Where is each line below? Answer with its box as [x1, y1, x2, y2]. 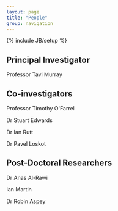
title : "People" [6, 15, 48, 21]
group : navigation [6, 20, 53, 26]
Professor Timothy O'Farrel [6, 105, 75, 112]
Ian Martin [6, 185, 32, 193]
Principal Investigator [6, 54, 90, 65]
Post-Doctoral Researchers [6, 158, 112, 168]
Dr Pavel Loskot [6, 140, 46, 147]
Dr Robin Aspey [6, 198, 46, 205]
